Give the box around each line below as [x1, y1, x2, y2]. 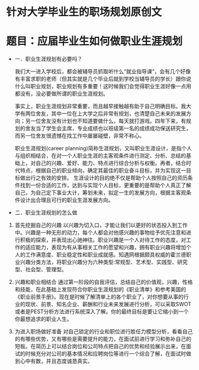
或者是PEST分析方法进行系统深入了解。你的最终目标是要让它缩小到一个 [14, 308, 190, 315]
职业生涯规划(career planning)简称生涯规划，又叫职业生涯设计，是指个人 [14, 145, 192, 152]
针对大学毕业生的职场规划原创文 [6, 5, 162, 19]
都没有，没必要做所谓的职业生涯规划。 [14, 90, 108, 98]
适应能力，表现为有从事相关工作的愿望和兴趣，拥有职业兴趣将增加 [25, 244, 187, 251]
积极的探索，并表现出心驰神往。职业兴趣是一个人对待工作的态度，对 [20, 236, 187, 244]
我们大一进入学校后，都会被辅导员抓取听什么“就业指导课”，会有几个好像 [14, 68, 191, 75]
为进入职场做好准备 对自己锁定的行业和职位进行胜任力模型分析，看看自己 [14, 328, 193, 335]
